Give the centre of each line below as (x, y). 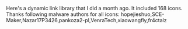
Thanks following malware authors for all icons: (63, 14)
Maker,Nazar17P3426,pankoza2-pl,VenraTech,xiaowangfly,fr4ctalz (86, 20)
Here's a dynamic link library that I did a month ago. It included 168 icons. (94, 8)
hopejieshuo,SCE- (142, 14)
